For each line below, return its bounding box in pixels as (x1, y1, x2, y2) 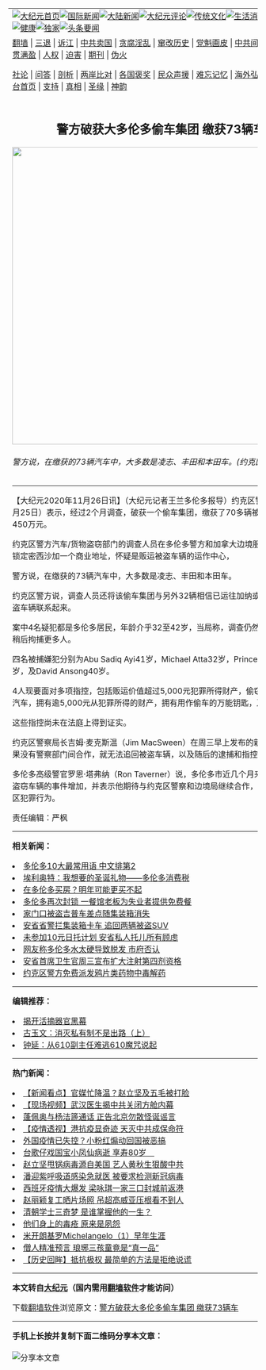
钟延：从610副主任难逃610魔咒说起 (23, 1039, 158, 1050)
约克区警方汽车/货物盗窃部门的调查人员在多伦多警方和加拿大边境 (12, 539, 253, 550)
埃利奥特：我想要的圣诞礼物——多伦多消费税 (23, 873, 190, 884)
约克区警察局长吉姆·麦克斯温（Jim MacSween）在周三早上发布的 (12, 737, 254, 748)
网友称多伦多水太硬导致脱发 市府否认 (23, 944, 161, 955)
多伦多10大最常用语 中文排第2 (23, 861, 136, 872)
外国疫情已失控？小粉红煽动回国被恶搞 (23, 1135, 166, 1146)
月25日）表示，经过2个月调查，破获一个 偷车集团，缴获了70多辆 (12, 507, 252, 518)
